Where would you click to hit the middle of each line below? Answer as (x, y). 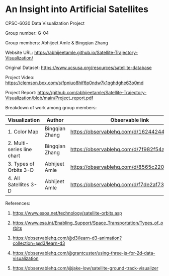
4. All (14, 178)
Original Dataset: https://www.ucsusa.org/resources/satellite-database (78, 67)
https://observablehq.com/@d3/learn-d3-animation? (67, 238)
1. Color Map (23, 131)
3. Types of (21, 164)
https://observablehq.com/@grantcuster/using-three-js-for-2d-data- (84, 253)
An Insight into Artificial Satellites (77, 9)
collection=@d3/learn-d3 (39, 243)
